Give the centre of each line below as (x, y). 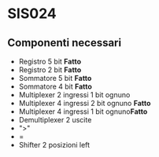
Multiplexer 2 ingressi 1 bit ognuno (74, 95)
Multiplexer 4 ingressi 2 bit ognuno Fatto (85, 103)
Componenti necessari (65, 43)
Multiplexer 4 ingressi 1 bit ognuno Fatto (83, 111)
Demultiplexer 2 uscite (55, 120)
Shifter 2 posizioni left (54, 145)
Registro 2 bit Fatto (50, 70)
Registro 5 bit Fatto (50, 61)
